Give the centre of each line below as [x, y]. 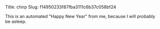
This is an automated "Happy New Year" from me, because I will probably [80, 16]
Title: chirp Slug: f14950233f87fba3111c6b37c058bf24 [61, 7]
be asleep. [16, 22]
